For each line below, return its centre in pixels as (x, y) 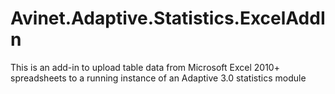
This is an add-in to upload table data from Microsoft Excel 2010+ (145, 67)
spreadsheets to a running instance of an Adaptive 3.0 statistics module (158, 78)
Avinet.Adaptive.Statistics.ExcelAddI (168, 18)
